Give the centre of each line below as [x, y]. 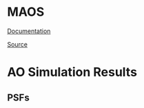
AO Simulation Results [72, 72]
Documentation [29, 31]
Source [17, 44]
